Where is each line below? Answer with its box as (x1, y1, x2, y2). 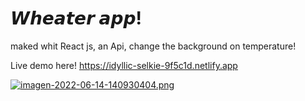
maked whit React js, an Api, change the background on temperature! (10, 40, 297, 52)
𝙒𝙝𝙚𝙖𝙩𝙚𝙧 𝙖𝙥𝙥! (10, 7, 142, 30)
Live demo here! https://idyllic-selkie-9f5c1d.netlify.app (10, 59, 238, 71)
